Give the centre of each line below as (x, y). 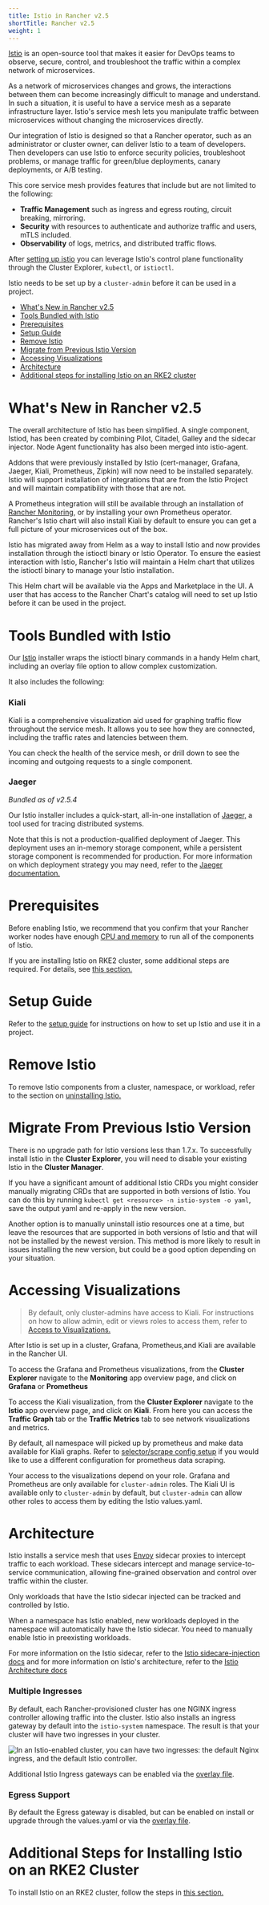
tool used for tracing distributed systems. (76, 823)
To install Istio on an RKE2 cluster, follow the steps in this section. (116, 1892)
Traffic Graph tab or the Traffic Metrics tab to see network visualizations (129, 1419)
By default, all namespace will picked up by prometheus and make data (126, 1443)
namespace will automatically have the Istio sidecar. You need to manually (130, 1629)
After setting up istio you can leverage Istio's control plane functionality (126, 259)
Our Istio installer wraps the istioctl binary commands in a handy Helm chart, (134, 658)
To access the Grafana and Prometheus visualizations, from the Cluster (126, 1369)
